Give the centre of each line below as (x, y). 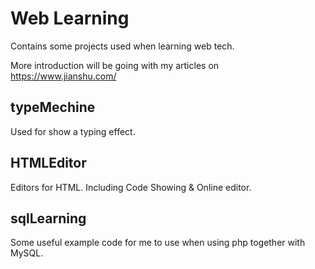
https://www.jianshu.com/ (63, 76)
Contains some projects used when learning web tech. (122, 46)
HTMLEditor (48, 163)
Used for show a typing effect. (73, 131)
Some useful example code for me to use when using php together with (158, 243)
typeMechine (53, 107)
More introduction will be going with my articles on (115, 65)
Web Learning (70, 18)
